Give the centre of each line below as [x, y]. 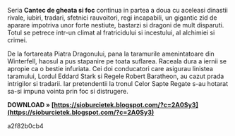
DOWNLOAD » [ [31, 105]
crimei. [17, 40]
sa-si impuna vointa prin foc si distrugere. [68, 91]
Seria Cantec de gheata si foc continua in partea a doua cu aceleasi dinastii [117, 10]
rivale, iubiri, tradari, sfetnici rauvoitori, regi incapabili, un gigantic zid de [112, 18]
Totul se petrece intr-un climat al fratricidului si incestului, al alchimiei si [111, 32]
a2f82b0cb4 [25, 126]
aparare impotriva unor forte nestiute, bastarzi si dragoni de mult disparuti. [116, 25]
